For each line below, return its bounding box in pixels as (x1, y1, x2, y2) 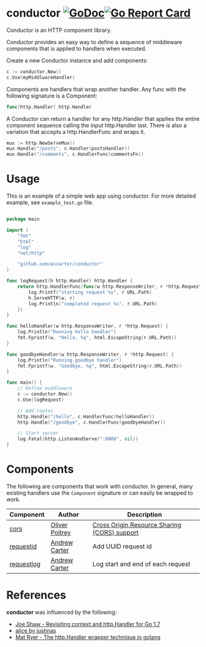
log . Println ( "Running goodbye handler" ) (17, 357, 122, 363)
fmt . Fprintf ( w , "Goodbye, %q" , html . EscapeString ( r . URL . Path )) (17, 363, 183, 369)
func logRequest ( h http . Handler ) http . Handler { (6, 278, 133, 284)
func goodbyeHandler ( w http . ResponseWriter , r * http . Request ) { (6, 351, 174, 357)
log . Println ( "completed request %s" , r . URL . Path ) (28, 301, 158, 307)
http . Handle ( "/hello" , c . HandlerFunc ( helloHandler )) (17, 413, 155, 420)
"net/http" (17, 250, 45, 256)
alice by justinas (15, 627, 56, 634)
